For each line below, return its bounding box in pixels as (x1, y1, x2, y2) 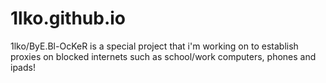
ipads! (10, 61, 36, 73)
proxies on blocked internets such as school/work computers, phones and (10, 50, 317, 62)
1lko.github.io (10, 7, 127, 30)
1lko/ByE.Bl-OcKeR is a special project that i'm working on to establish (10, 40, 299, 52)
